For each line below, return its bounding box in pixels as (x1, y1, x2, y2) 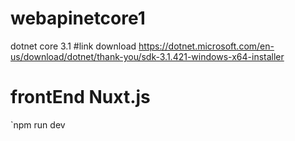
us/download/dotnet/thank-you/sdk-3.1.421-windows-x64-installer (10, 50, 285, 62)
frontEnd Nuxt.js (10, 86, 151, 109)
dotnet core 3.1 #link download (10, 40, 137, 52)
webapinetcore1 (10, 7, 146, 30)
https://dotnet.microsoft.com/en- (138, 40, 275, 52)
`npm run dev (10, 118, 66, 131)
